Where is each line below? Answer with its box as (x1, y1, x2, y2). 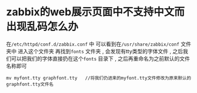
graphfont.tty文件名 (6, 81, 54, 87)
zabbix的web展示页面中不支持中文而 (6, 5, 185, 19)
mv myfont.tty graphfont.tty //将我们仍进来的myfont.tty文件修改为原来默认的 (6, 75, 191, 81)
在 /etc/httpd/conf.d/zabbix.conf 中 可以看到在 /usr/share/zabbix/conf (6, 40, 179, 47)
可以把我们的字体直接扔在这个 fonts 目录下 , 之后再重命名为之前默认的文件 (11, 55, 190, 62)
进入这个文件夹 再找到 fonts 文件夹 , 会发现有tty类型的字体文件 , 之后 (17, 47, 183, 54)
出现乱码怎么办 (6, 20, 79, 33)
